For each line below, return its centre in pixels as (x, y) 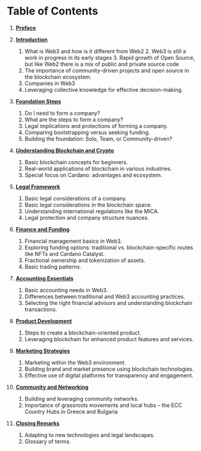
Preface (26, 28)
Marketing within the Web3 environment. (75, 362)
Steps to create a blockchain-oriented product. (83, 333)
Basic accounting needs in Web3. (66, 290)
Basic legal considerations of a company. (76, 198)
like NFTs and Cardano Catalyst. (65, 254)
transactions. (41, 309)
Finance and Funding (43, 229)
